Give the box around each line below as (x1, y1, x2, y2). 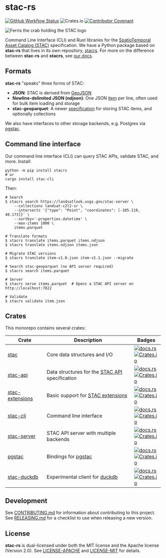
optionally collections (12, 111, 56, 117)
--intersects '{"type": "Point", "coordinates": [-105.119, (14, 208, 140, 213)
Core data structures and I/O (46, 351, 113, 358)
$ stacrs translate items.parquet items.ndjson (5, 238, 105, 243)
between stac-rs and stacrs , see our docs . (5, 52, 93, 58)
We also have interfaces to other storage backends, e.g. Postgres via (5, 120, 146, 126)
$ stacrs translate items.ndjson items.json (5, 242, 98, 247)
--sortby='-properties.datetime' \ (14, 216, 87, 221)
